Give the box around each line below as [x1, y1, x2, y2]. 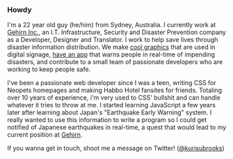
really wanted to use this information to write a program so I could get [7, 116, 207, 124]
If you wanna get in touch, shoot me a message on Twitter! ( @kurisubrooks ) [7, 144, 225, 153]
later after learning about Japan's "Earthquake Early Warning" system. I [7, 108, 212, 116]
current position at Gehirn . [7, 130, 83, 139]
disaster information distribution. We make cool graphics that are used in [7, 43, 216, 52]
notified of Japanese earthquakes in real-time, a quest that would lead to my [7, 123, 227, 132]
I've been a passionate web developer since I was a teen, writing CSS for [7, 79, 217, 87]
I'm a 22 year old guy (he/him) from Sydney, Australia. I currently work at [7, 21, 216, 29]
